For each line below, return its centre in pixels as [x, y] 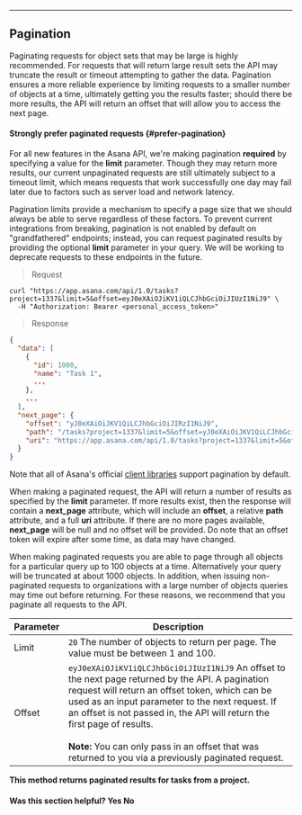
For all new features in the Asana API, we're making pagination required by [148, 154]
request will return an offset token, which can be [170, 691]
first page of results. [111, 724]
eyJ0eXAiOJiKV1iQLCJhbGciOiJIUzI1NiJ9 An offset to [177, 668]
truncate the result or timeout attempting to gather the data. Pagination [140, 75]
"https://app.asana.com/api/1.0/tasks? [104, 291]
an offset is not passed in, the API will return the [169, 713]
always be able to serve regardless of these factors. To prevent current [141, 219]
